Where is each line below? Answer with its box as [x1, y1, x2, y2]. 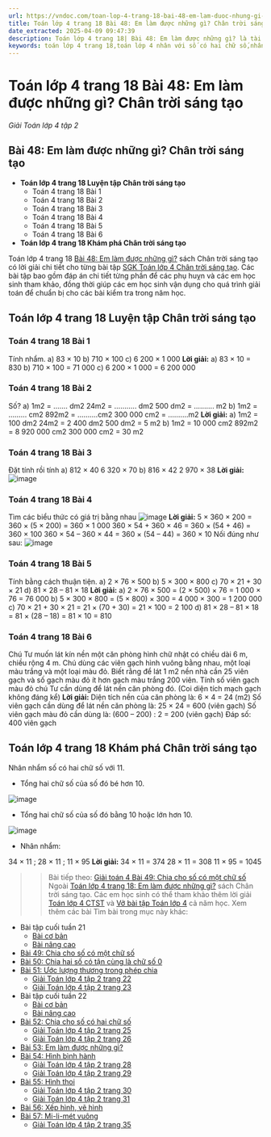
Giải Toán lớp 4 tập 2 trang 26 [31, 1034, 131, 1043]
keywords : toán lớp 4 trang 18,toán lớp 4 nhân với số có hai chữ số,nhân [8, 42, 265, 50]
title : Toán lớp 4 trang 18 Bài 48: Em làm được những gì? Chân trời [8, 19, 248, 27]
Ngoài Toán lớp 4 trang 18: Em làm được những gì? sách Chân [48, 881, 254, 891]
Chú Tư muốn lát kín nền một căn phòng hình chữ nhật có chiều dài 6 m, [8, 649, 248, 659]
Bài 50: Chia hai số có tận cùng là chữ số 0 [19, 956, 163, 966]
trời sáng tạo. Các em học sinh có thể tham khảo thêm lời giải [48, 889, 252, 899]
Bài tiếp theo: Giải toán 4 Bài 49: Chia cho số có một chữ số [48, 872, 247, 882]
